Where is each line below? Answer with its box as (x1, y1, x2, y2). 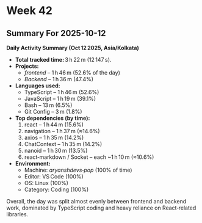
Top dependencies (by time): (15, 114, 90, 122)
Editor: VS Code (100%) (24, 173, 84, 180)
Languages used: (15, 82, 60, 89)
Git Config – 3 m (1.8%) (24, 108, 82, 115)
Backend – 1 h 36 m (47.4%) (24, 76, 93, 82)
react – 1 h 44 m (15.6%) (24, 121, 84, 128)
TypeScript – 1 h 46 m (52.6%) (24, 89, 99, 95)
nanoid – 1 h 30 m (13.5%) (24, 147, 88, 154)
